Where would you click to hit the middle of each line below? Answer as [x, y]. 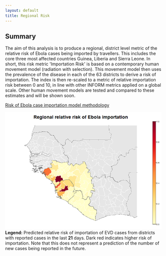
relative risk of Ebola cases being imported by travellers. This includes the [81, 53]
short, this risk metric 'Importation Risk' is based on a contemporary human [82, 64]
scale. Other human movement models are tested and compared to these [80, 90]
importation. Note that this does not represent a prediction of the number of [82, 243]
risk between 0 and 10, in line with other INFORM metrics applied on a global [83, 85]
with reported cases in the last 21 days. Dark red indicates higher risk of [79, 238]
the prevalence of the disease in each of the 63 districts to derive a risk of [81, 75]
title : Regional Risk [28, 16]
